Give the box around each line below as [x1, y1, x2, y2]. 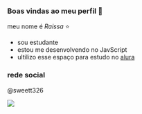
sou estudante [17, 38, 59, 47]
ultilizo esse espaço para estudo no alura [17, 53, 135, 61]
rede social [7, 70, 46, 80]
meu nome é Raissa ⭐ [7, 22, 70, 30]
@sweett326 [7, 86, 44, 94]
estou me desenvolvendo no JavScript [17, 46, 127, 54]
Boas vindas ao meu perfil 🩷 [7, 6, 103, 16]
